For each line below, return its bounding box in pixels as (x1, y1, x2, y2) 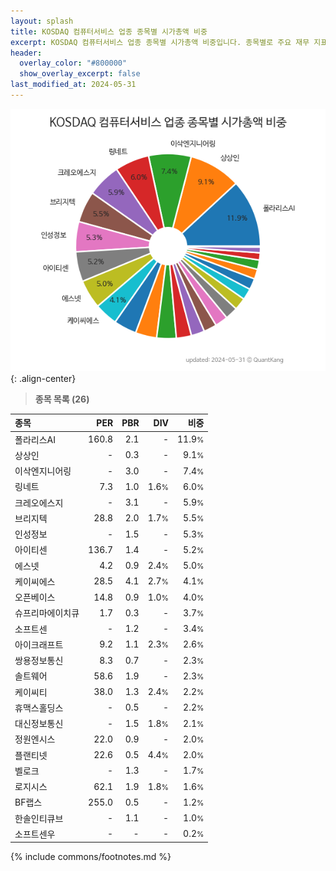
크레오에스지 (14, 496, 64, 509)
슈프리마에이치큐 (14, 607, 80, 619)
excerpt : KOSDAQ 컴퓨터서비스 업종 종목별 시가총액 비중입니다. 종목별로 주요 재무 (10, 37, 310, 47)
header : (10, 48, 43, 58)
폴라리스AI (14, 433, 56, 445)
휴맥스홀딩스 (14, 701, 64, 714)
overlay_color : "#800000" (19, 58, 128, 69)
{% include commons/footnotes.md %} (10, 851, 172, 863)
